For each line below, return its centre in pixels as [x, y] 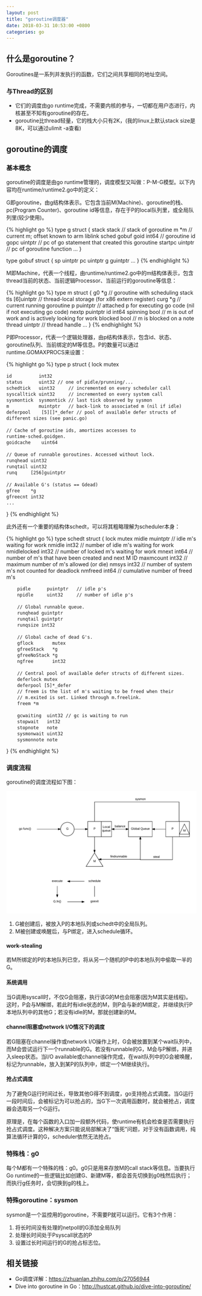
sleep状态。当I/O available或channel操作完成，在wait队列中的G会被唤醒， [103, 1056]
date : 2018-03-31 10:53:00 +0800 [48, 25]
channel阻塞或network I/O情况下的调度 [55, 1027]
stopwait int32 [39, 722]
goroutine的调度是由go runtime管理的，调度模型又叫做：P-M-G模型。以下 [98, 182]
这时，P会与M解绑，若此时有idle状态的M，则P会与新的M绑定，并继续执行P [99, 1004]
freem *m [28, 704]
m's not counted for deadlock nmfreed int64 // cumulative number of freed [99, 571]
